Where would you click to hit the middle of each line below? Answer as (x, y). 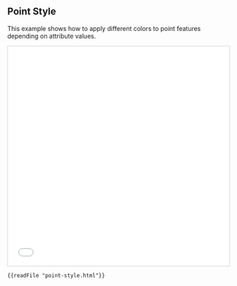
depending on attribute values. (52, 36)
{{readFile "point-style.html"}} (56, 275)
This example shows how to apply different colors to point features (104, 28)
